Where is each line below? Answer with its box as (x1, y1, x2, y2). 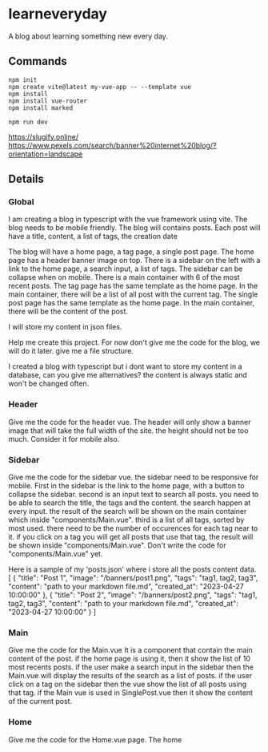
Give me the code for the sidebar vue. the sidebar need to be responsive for (8, 472, 259, 482)
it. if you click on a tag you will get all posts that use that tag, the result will (8, 532, 254, 542)
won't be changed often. (8, 378, 90, 389)
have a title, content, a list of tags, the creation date (8, 232, 178, 241)
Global (8, 196, 34, 208)
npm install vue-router (8, 97, 88, 105)
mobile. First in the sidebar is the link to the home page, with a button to (8, 481, 245, 491)
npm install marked (8, 103, 74, 112)
